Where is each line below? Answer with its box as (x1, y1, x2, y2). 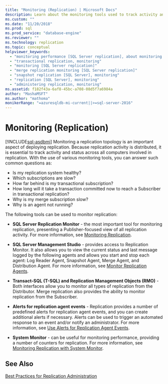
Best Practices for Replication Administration (5, 373, 97, 379)
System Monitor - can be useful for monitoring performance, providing (12, 334, 159, 341)
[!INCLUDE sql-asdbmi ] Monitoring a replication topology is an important (5, 139, 153, 145)
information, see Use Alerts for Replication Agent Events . (12, 325, 130, 331)
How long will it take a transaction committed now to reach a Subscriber (12, 186, 161, 192)
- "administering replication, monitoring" (9, 82, 101, 87)
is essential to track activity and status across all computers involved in (5, 149, 151, 155)
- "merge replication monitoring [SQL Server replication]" (9, 68, 137, 73)
